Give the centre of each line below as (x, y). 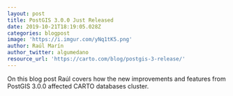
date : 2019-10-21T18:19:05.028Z (54, 26)
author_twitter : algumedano (48, 53)
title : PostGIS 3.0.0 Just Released (60, 20)
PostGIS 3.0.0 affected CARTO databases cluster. (78, 86)
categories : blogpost (39, 33)
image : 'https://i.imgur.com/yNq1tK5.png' (70, 40)
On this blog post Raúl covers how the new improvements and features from (116, 79)
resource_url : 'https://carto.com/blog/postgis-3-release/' (97, 59)
